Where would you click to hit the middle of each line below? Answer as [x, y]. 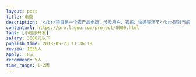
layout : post [22, 11]
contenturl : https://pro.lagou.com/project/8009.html [73, 27]
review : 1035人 [24, 49]
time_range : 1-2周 [28, 65]
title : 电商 [20, 17]
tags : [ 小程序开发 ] [27, 33]
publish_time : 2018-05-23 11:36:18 [49, 44]
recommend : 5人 [24, 60]
